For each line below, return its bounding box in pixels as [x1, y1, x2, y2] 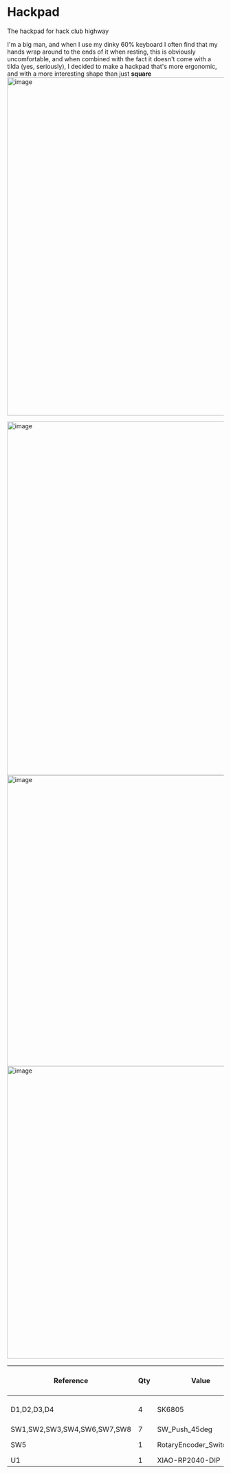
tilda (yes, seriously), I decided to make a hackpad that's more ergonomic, [7, 62, 218, 70]
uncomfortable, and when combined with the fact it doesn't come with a [7, 54, 212, 63]
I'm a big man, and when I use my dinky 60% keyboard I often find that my [7, 40, 218, 48]
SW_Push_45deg [157, 1424, 213, 1434]
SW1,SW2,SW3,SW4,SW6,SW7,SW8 [10, 1424, 132, 1434]
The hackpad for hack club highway [7, 27, 109, 35]
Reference [54, 1376, 89, 1385]
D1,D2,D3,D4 [10, 1404, 54, 1414]
